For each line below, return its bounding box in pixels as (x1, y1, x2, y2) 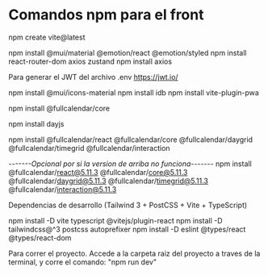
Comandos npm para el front (8, 6, 204, 24)
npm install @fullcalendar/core (8, 103, 111, 113)
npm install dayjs (8, 119, 65, 128)
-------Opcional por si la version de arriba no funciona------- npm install (8, 159, 252, 169)
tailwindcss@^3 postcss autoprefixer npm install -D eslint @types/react (8, 224, 246, 234)
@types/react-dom (8, 232, 72, 243)
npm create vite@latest (8, 32, 86, 42)
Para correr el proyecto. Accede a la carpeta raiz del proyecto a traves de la (8, 248, 261, 258)
